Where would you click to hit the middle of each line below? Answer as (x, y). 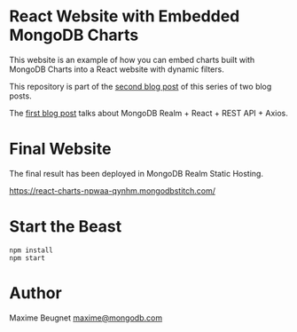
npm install (31, 250)
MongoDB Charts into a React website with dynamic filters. (117, 69)
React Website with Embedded (125, 16)
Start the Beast (66, 227)
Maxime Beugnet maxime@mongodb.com (86, 318)
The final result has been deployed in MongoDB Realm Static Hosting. (137, 173)
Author (35, 293)
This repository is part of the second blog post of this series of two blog (141, 86)
